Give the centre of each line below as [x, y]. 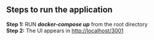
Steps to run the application [59, 10]
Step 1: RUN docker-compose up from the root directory [77, 24]
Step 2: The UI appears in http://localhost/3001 [65, 30]
